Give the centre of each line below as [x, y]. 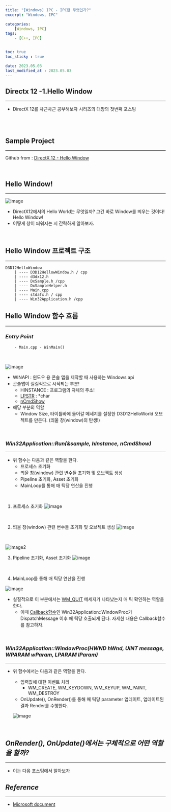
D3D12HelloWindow [24, 268]
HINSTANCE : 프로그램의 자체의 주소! [58, 390]
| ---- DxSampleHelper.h [41, 286]
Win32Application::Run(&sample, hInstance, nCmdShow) [78, 444]
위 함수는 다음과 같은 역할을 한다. [45, 460]
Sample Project [30, 141]
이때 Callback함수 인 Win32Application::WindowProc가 [76, 612]
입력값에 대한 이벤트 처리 [45, 682]
